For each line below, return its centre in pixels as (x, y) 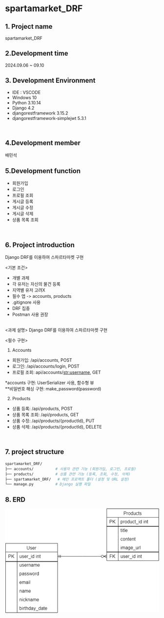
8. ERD (15, 499)
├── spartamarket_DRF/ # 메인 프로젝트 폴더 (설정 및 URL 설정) (67, 479)
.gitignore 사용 (26, 302)
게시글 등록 (23, 202)
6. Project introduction (40, 245)
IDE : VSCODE (26, 92)
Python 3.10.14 (27, 102)
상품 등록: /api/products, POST (42, 409)
